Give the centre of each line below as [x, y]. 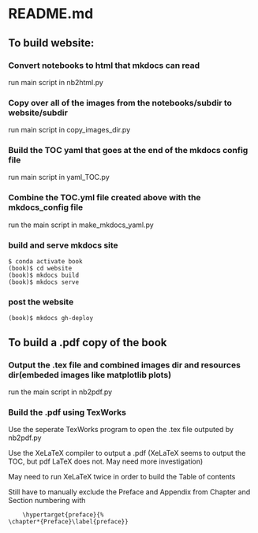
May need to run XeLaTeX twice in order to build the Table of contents [122, 477]
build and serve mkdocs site [63, 245]
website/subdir [38, 113]
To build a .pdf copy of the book [88, 343]
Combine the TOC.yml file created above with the [105, 198]
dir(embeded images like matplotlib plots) [90, 375]
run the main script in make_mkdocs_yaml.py [81, 225]
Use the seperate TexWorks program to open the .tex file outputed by [121, 430]
